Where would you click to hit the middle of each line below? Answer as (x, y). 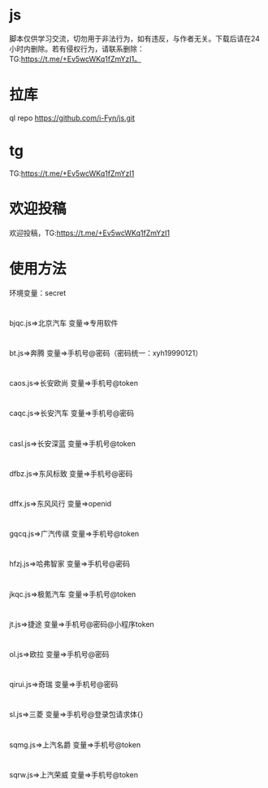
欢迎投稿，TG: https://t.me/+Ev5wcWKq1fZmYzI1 (89, 233)
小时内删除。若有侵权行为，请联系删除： (77, 48)
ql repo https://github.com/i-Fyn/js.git (72, 118)
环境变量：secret (38, 293)
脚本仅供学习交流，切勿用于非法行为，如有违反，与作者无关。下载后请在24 (135, 38)
